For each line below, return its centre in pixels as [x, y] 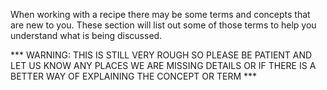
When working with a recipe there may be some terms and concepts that [160, 14]
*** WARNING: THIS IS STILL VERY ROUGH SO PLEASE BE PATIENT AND [161, 55]
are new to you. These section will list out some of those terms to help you [163, 25]
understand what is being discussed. [86, 35]
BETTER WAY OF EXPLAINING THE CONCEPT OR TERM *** [134, 76]
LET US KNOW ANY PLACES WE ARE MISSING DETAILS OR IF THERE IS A [163, 65]
